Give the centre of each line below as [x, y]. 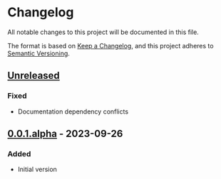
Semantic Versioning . [38, 53]
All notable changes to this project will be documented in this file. [103, 32]
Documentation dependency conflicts [73, 112]
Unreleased [34, 76]
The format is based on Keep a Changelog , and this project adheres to [110, 45]
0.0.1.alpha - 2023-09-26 [65, 134]
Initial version [37, 169]
